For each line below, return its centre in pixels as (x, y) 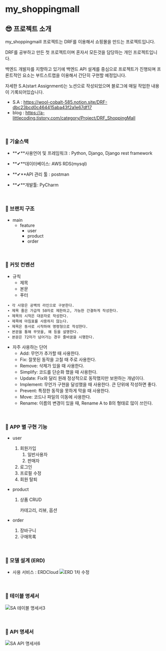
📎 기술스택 (17, 141)
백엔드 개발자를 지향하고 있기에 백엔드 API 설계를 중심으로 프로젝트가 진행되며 (81, 69)
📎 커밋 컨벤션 (20, 264)
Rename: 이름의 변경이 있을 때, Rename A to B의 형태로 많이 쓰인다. (86, 403)
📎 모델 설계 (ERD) (25, 560)
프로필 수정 (30, 473)
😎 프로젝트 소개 (28, 29)
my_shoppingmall (42, 9)
